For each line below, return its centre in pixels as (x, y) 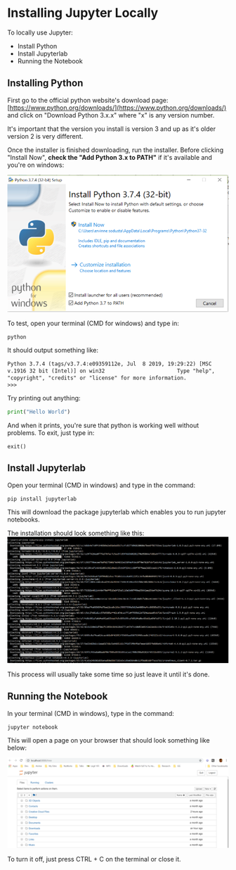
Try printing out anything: (44, 398)
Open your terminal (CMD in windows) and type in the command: (101, 485)
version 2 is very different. (45, 136)
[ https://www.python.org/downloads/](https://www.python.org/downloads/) (117, 108)
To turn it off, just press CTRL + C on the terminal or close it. (94, 859)
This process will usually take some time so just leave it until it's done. (109, 674)
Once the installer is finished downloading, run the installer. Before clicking (115, 150)
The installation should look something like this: (76, 533)
